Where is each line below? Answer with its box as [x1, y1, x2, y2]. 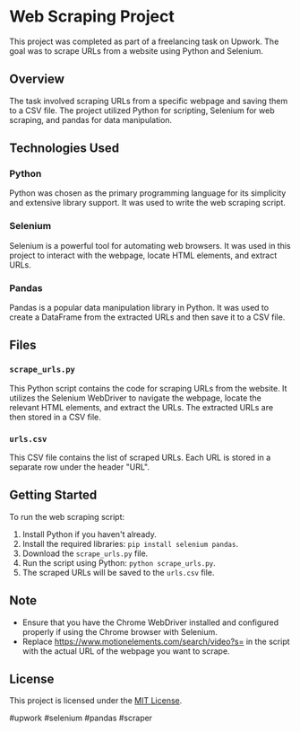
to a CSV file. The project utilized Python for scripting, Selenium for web [9, 105, 275, 116]
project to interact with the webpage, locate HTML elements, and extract [9, 250, 278, 260]
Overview [9, 72, 65, 87]
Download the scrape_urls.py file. [21, 548, 149, 559]
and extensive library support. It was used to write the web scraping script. [9, 198, 287, 208]
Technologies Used [9, 141, 119, 156]
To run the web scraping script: [9, 511, 125, 522]
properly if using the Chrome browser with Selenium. [21, 626, 218, 637]
